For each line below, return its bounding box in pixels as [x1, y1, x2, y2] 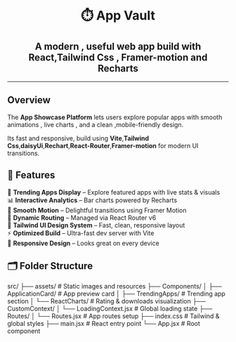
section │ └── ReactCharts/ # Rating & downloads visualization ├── [7, 297, 206, 305]
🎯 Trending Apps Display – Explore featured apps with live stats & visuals [7, 188, 221, 196]
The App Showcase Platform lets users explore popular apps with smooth [7, 112, 223, 121]
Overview [7, 94, 51, 106]
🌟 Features [7, 169, 55, 181]
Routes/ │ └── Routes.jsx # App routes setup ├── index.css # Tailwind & [7, 312, 220, 320]
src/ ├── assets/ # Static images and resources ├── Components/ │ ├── [7, 282, 223, 291]
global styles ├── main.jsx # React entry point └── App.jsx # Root [7, 320, 200, 328]
